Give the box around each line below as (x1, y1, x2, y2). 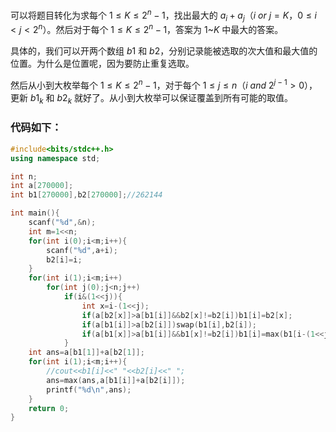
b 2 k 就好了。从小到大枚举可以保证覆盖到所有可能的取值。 (56, 91, 293, 106)
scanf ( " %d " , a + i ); (46, 245, 118, 255)
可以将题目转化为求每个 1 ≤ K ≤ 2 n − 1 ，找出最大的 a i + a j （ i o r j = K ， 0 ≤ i (10, 8, 317, 23)
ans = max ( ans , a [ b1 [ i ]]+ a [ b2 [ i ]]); (46, 375, 186, 385)
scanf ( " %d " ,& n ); (28, 218, 97, 228)
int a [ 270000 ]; (10, 181, 74, 191)
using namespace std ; (10, 153, 101, 163)
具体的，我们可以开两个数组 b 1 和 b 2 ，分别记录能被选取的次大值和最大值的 (10, 45, 318, 57)
